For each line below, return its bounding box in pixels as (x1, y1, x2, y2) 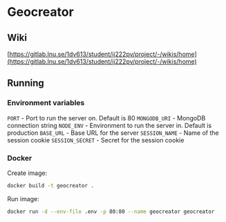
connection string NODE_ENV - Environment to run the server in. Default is (7, 121, 212, 129)
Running (7, 77, 45, 89)
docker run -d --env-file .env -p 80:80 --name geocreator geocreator (7, 208, 215, 215)
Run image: (7, 194, 39, 203)
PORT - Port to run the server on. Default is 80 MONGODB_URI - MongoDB (7, 113, 206, 122)
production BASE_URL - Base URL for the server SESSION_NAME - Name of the (7, 129, 219, 137)
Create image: (7, 169, 48, 177)
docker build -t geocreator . (7, 182, 95, 189)
